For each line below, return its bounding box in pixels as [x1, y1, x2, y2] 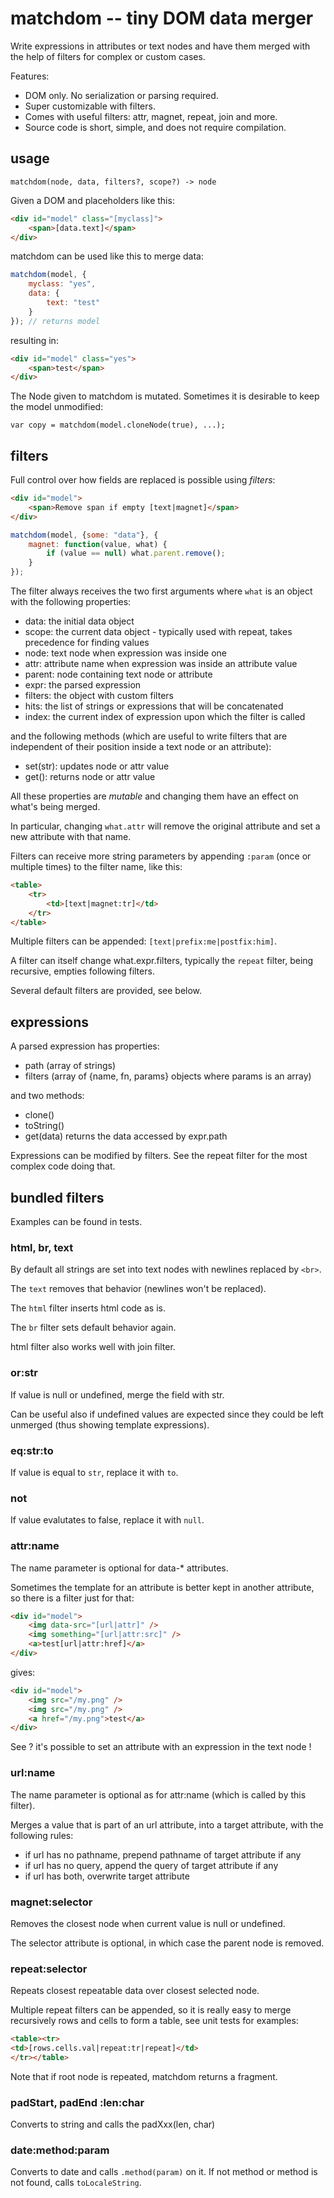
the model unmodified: [10, 401, 104, 413]
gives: [10, 1666, 36, 1678]
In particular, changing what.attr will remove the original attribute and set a [10, 820, 321, 832]
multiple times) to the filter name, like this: [10, 861, 183, 873]
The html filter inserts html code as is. [10, 1302, 166, 1314]
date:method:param [10, 2143, 110, 2157]
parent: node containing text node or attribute [24, 668, 213, 681]
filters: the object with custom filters [24, 690, 174, 702]
